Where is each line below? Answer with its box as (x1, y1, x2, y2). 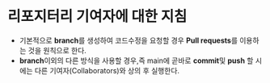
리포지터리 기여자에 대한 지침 (7, 7, 188, 26)
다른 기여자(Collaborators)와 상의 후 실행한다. (34, 65, 179, 75)
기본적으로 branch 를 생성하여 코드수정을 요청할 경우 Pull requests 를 (19, 35, 238, 45)
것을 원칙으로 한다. (27, 45, 86, 55)
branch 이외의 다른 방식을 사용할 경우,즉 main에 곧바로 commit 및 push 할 (19, 56, 254, 65)
